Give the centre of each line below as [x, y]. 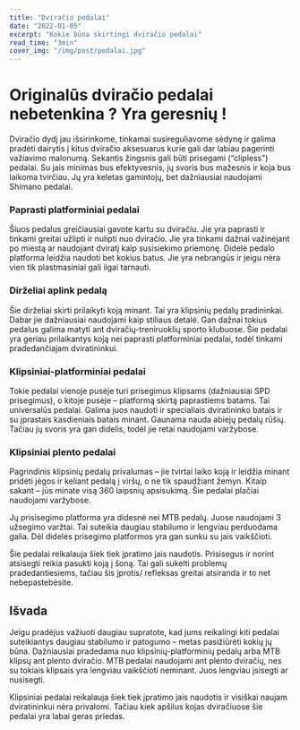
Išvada [28, 610]
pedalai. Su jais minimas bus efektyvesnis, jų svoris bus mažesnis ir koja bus [150, 167]
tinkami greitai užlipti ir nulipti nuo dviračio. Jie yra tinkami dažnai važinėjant [150, 239]
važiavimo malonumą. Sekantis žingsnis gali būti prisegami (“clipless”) [139, 159]
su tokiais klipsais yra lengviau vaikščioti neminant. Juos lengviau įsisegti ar [149, 670]
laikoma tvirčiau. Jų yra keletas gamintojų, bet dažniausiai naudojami [136, 177]
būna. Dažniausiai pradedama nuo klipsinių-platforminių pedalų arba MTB [145, 651]
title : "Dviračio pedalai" [60, 17]
